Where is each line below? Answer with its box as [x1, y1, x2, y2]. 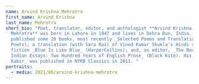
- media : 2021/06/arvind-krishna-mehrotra [11, 69, 118, 75]
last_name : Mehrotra [5, 20, 57, 25]
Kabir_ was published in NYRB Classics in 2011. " [11, 58, 139, 64]
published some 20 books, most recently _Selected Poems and [11, 36, 166, 42]
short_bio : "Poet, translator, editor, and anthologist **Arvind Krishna [5, 25, 192, 31]
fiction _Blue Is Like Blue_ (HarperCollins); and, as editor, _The [11, 47, 184, 53]
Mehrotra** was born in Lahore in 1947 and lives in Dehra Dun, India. [11, 31, 192, 37]
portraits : [5, 63, 33, 70]
